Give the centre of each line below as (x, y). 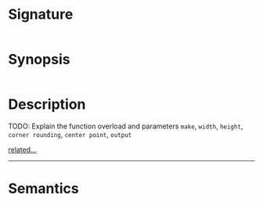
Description (47, 105)
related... (22, 150)
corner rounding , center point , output (70, 134)
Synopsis (39, 60)
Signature (41, 14)
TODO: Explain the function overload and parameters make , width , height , (126, 126)
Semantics (44, 189)
